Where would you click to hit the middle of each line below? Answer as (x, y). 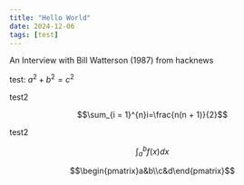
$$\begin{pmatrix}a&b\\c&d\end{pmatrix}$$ (152, 171)
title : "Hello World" (50, 18)
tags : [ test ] (34, 34)
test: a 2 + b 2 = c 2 (42, 79)
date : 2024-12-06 (42, 26)
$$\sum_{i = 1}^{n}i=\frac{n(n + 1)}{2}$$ (152, 115)
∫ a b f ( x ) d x (152, 151)
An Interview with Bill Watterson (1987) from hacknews (112, 61)
